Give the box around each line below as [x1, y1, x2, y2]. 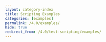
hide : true [5, 25, 27, 30]
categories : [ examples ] [5, 16, 54, 21]
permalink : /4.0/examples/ [5, 20, 60, 26]
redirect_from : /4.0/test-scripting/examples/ [5, 29, 102, 34]
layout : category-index [5, 7, 54, 12]
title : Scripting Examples [5, 12, 60, 16]
